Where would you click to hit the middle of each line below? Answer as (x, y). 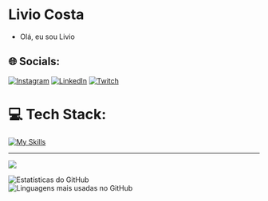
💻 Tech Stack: (57, 114)
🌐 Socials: (34, 62)
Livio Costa (46, 15)
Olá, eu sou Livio (47, 37)
